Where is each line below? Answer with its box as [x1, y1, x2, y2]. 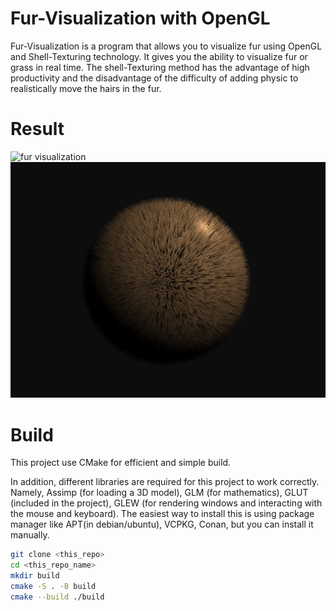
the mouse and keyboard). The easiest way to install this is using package [10, 508, 315, 520]
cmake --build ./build [10, 592, 105, 602]
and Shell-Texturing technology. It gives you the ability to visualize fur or [10, 50, 308, 62]
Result [10, 118, 65, 141]
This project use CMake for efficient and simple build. [10, 457, 232, 469]
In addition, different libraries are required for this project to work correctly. [10, 476, 320, 488]
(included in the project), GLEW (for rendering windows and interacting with [10, 497, 323, 509]
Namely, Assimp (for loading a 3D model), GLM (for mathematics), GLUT [10, 487, 309, 499]
